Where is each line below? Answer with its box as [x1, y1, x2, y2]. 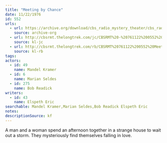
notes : [5, 109, 19, 114]
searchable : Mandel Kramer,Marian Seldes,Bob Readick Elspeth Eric [5, 104, 148, 109]
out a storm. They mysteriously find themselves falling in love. [5, 132, 132, 138]
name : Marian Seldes [14, 76, 57, 81]
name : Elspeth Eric [14, 100, 55, 105]
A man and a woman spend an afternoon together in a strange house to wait [5, 127, 161, 133]
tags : [5, 53, 16, 59]
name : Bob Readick [14, 85, 52, 91]
